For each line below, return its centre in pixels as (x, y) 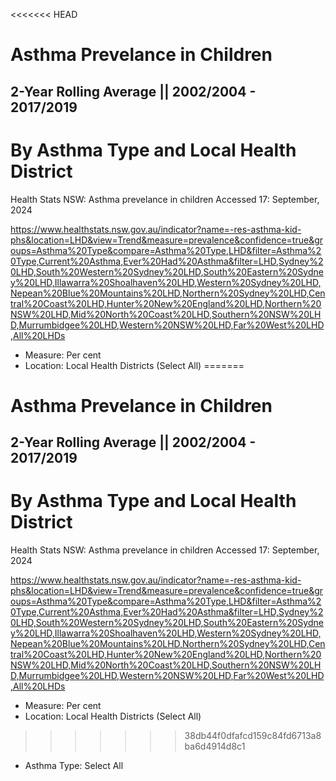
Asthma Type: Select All (74, 766)
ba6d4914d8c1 (215, 746)
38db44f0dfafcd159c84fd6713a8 (253, 736)
